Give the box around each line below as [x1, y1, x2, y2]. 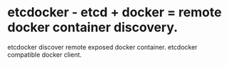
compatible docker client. [7, 50, 82, 59]
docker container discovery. [7, 19, 179, 35]
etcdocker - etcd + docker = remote [7, 4, 222, 21]
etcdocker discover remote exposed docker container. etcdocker [7, 43, 198, 51]
